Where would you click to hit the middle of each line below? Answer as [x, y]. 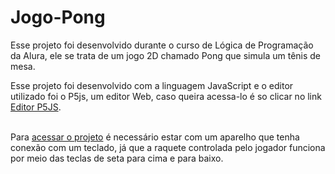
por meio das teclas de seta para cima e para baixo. [117, 158]
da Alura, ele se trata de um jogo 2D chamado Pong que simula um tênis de [166, 55]
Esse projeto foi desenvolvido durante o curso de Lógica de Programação [162, 45]
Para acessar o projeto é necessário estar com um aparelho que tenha [155, 137]
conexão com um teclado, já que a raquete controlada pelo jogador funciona [168, 147]
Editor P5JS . [36, 107]
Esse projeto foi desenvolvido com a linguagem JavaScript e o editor [152, 85]
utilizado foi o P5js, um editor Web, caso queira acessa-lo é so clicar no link [166, 96]
